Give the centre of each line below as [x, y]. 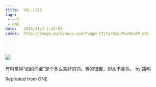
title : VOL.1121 [24, 10]
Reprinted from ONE [27, 79]
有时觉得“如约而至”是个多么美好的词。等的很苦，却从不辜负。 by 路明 [78, 69]
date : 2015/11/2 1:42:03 [34, 29]
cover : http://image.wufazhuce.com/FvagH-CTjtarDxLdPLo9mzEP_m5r [77, 34]
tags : [11, 15]
